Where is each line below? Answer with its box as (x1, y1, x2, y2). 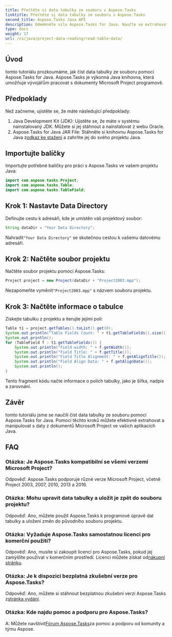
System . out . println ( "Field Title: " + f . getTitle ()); (14, 349, 132, 355)
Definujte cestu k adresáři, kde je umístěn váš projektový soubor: (5, 215, 142, 221)
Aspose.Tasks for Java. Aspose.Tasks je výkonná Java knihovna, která (5, 74, 155, 80)
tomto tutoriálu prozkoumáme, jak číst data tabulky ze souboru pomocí (5, 69, 155, 75)
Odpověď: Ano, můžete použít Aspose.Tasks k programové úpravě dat (5, 513, 154, 519)
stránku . (5, 559, 23, 566)
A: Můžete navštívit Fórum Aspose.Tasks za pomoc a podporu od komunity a (5, 620, 165, 626)
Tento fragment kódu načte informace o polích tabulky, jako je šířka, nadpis (5, 377, 164, 384)
